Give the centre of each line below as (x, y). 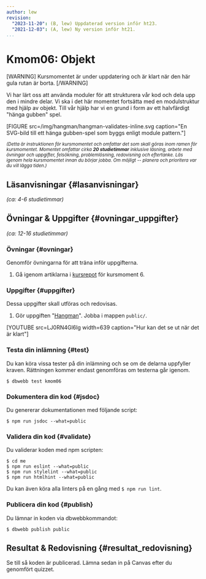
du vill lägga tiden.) (27, 166)
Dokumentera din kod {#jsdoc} (53, 397)
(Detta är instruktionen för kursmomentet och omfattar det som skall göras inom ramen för (102, 144)
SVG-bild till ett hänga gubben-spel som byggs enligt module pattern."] (96, 133)
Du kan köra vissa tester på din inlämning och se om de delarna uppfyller (99, 363)
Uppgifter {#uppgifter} (41, 290)
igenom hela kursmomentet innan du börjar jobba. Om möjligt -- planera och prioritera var (102, 160)
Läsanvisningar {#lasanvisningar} (73, 185)
